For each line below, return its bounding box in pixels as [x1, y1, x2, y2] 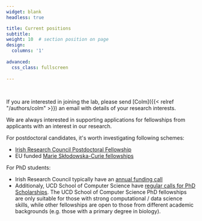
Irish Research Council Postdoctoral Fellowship [14, 146, 132, 154]
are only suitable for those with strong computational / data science [14, 195, 183, 202]
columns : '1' [11, 48, 44, 54]
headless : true [6, 14, 44, 20]
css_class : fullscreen [11, 64, 69, 70]
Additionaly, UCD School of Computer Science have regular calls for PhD [14, 182, 196, 190]
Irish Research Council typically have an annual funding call [14, 176, 163, 183]
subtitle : [6, 31, 31, 37]
